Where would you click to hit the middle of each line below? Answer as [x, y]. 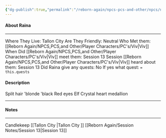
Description [18, 83]
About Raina [18, 26]
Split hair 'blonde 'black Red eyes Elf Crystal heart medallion [67, 94]
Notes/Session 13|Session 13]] [36, 131]
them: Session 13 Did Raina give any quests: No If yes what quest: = [74, 67]
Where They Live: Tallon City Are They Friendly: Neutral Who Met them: [78, 41]
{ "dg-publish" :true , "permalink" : [40, 10]
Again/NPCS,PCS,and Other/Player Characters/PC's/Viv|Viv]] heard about [80, 62]
